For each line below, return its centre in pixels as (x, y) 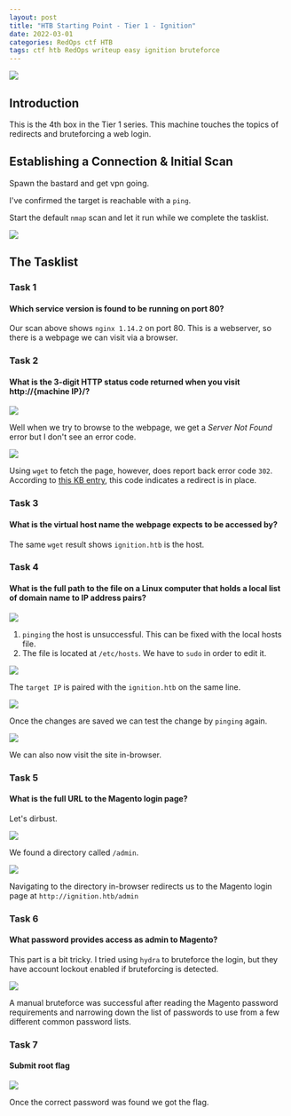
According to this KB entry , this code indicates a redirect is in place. (133, 480)
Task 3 (24, 503)
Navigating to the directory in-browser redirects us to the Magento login (141, 886)
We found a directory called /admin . (74, 852)
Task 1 (23, 288)
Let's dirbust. (33, 819)
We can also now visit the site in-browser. (86, 755)
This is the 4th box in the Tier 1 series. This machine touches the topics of (144, 124)
